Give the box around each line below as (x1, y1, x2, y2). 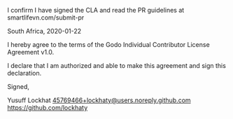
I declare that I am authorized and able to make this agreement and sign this (7, 62, 226, 69)
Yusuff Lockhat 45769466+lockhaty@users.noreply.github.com (7, 96, 191, 104)
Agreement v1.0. (7, 48, 55, 56)
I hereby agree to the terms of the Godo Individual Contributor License (7, 41, 210, 48)
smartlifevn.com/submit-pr (7, 13, 85, 22)
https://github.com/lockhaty (7, 104, 88, 111)
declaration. (7, 69, 42, 77)
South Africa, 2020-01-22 (7, 27, 82, 35)
